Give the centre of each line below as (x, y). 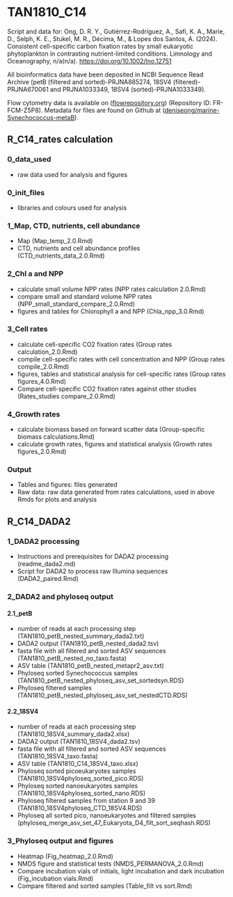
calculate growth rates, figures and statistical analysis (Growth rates (115, 444)
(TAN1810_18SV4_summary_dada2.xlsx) (73, 734)
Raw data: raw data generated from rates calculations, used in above (116, 492)
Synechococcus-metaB (41, 117)
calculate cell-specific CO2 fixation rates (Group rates (95, 344)
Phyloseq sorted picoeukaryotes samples (77, 771)
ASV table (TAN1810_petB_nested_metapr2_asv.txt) (91, 666)
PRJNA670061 (28, 89)
